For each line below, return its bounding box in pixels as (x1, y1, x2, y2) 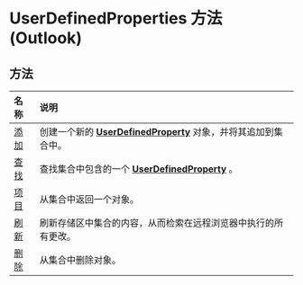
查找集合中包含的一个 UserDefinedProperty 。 (39, 163, 239, 175)
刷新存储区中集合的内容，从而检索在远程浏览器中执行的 (39, 217, 275, 229)
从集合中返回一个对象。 (39, 193, 140, 205)
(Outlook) (9, 28, 83, 49)
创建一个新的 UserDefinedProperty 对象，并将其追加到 (39, 126, 275, 138)
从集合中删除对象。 (39, 254, 122, 266)
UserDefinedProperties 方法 (9, 8, 223, 29)
